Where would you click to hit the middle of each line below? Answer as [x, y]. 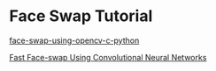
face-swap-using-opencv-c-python [74, 40]
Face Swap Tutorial [81, 16]
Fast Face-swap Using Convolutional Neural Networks [108, 57]
